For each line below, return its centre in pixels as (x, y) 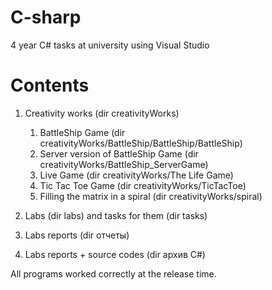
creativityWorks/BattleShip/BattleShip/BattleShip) (141, 143)
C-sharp (46, 17)
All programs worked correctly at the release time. (113, 273)
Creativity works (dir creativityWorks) (102, 113)
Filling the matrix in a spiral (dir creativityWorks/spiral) (151, 196)
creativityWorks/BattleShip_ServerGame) (124, 164)
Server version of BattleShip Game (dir (119, 153)
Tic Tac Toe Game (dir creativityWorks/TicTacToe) (143, 185)
